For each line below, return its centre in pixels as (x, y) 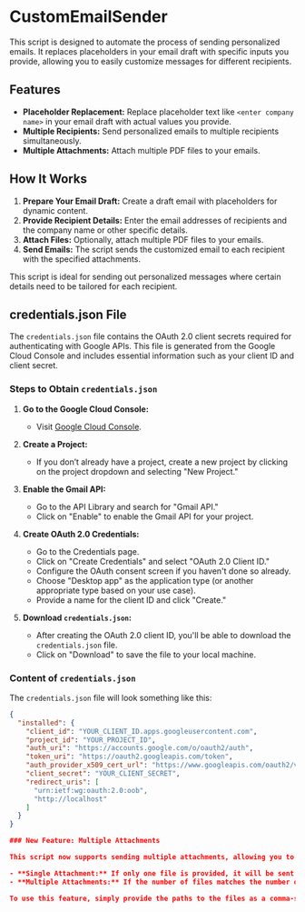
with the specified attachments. (81, 259)
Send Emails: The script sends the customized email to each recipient (154, 249)
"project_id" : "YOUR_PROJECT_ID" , (91, 740)
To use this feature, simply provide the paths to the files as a (138, 898)
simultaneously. (52, 140)
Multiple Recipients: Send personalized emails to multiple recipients (151, 131)
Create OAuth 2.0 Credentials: (81, 534)
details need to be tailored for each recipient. (93, 286)
